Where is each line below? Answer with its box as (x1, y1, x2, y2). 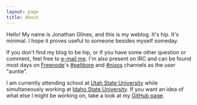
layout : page (6, 8, 39, 15)
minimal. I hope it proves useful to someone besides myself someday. (6, 37, 179, 44)
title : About (6, 14, 39, 20)
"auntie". (6, 67, 28, 75)
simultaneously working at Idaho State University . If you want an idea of (6, 85, 184, 92)
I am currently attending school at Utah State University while (6, 79, 158, 87)
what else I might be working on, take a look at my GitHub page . (6, 92, 165, 99)
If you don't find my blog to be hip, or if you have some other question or (6, 48, 186, 55)
